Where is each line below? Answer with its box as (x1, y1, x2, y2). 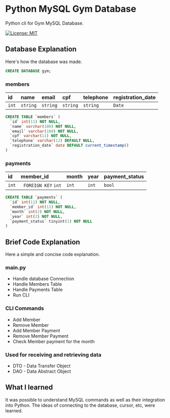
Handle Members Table (12, 281, 62, 287)
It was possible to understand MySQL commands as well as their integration (5, 396, 165, 403)
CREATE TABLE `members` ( (5, 114, 60, 120)
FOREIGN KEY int (23, 183, 62, 189)
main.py (5, 264, 27, 271)
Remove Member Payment (12, 333, 69, 339)
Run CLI (12, 292, 30, 298)
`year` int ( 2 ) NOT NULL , (10, 214, 63, 219)
